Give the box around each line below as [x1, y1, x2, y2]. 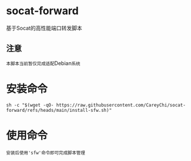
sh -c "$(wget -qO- [6, 102, 54, 108]
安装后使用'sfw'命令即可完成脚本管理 [6, 150, 85, 156]
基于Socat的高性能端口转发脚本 [6, 24, 83, 31]
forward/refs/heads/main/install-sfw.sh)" [6, 107, 112, 113]
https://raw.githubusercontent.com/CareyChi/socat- [56, 102, 186, 108]
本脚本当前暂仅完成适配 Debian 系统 [6, 59, 81, 66]
